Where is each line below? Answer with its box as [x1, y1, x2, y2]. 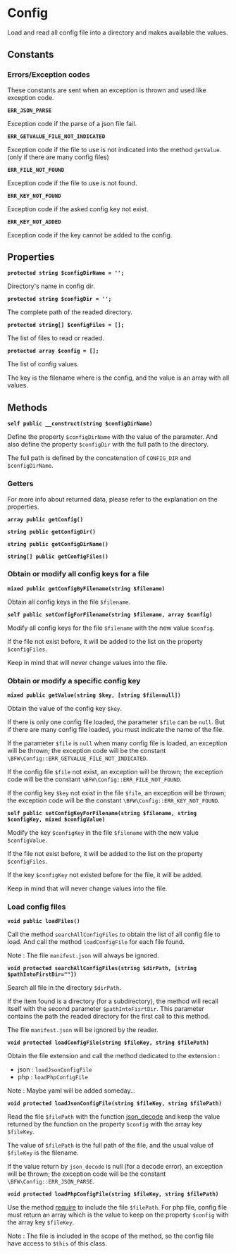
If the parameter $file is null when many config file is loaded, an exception [7, 739, 228, 747]
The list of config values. [7, 360, 80, 368]
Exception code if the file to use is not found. [7, 178, 137, 187]
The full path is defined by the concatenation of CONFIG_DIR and [7, 454, 192, 462]
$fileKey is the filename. [7, 1148, 79, 1157]
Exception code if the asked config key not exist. [7, 204, 149, 213]
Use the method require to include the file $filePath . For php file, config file [7, 1203, 228, 1212]
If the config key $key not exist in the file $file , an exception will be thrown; [7, 789, 227, 797]
